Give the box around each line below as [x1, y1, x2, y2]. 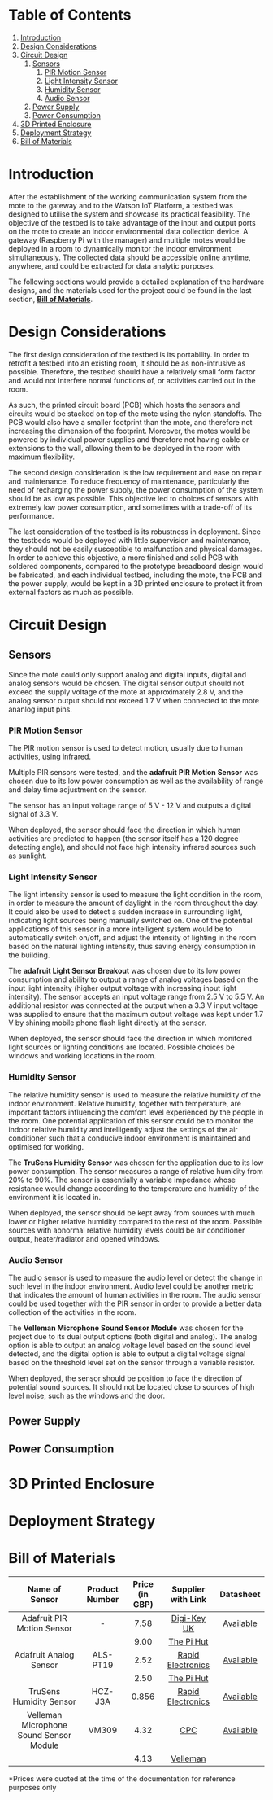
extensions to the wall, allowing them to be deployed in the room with [8, 443, 240, 453]
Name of [27, 1583, 62, 1595]
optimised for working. [8, 1141, 84, 1151]
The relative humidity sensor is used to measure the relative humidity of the [8, 1089, 262, 1100]
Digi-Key [171, 1613, 206, 1624]
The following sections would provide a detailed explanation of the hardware [8, 277, 265, 287]
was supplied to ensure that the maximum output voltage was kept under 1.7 [8, 1009, 264, 1019]
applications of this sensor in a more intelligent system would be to [8, 924, 232, 934]
